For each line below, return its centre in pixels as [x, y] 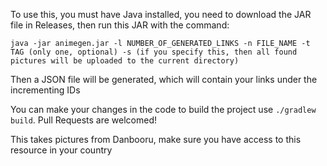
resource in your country [61, 150]
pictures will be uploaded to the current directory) [125, 61]
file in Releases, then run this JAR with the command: [120, 25]
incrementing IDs [45, 90]
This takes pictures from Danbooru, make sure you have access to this [156, 139]
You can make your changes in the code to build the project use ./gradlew [163, 109]
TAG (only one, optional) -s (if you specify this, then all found [154, 52]
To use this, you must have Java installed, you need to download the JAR [161, 14]
